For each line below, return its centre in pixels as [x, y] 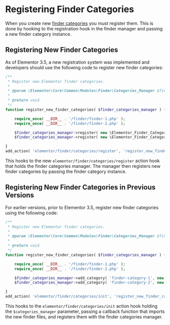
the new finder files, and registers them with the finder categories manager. [84, 317]
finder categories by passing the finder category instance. [66, 171]
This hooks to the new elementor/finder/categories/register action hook [83, 161]
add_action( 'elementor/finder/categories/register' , [63, 151]
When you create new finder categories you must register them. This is [79, 23]
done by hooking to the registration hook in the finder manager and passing [84, 28]
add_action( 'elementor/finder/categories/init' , [59, 297]
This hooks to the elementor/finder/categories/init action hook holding [81, 306]
